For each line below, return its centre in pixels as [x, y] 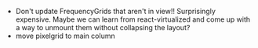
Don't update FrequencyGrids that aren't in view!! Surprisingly [115, 11]
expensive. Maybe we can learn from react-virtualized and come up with [133, 19]
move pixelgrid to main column [65, 36]
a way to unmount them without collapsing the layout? [103, 27]
